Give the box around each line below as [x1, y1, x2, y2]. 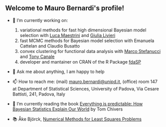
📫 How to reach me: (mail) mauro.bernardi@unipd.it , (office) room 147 [12, 78, 158, 84]
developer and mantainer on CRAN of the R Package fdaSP [19, 58, 141, 64]
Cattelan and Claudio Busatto [19, 42, 80, 49]
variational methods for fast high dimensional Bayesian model [19, 27, 147, 33]
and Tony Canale [19, 53, 55, 59]
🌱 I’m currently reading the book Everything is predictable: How [12, 100, 143, 106]
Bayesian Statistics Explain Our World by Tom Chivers [12, 106, 123, 112]
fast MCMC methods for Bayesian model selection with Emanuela [19, 37, 155, 43]
